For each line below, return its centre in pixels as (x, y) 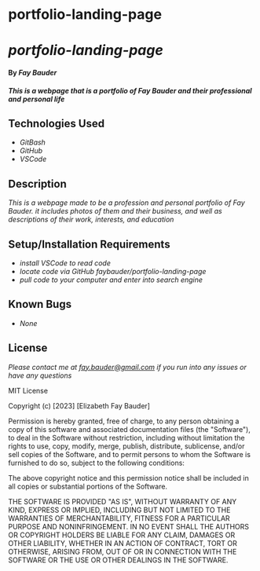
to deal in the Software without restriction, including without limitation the (126, 437)
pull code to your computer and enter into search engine (111, 280)
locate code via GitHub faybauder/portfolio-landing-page (113, 271)
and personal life (37, 99)
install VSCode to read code (65, 263)
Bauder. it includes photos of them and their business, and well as (115, 211)
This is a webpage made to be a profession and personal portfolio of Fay (126, 203)
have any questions (40, 375)
